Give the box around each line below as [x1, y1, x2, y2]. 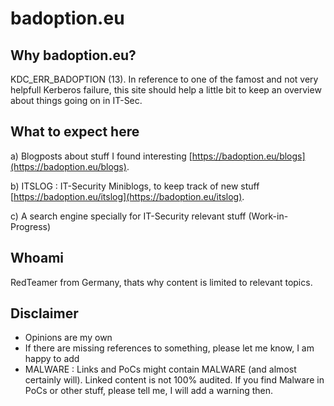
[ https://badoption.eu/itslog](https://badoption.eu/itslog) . [10, 190, 245, 202]
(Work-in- [248, 210, 289, 222]
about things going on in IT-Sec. [10, 95, 143, 106]
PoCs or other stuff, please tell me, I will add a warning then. [24, 385, 274, 397]
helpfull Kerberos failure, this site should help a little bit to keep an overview [10, 84, 322, 96]
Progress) [10, 220, 52, 232]
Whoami [10, 250, 64, 267]
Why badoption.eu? [10, 47, 137, 64]
